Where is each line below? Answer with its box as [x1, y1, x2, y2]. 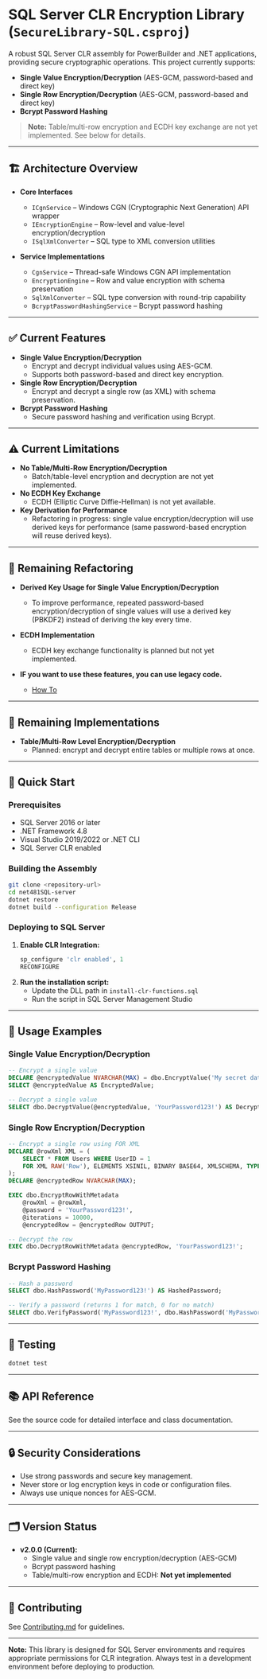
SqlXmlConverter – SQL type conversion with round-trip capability [31, 292, 246, 302]
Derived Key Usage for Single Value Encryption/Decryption [19, 582, 219, 592]
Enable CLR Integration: [19, 940, 100, 949]
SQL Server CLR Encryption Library [8, 6, 245, 24]
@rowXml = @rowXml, [22, 1199, 87, 1207]
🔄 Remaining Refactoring [8, 561, 133, 575]
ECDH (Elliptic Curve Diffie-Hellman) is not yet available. [31, 497, 216, 507]
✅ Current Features [8, 332, 106, 345]
